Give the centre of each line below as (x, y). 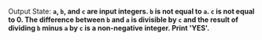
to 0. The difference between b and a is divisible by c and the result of (123, 20)
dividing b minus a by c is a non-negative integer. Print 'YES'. (109, 28)
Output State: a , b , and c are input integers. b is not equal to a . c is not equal (131, 11)
